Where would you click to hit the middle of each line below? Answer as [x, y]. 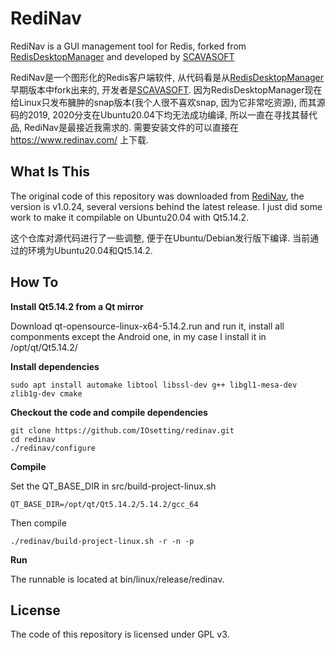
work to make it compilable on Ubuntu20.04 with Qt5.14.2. [129, 217]
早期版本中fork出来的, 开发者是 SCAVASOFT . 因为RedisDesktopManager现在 [166, 89]
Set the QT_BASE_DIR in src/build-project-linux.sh [113, 486]
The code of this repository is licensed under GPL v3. [120, 634]
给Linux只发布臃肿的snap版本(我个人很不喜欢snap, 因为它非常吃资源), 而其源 [168, 102]
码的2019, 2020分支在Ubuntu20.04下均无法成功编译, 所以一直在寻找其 [155, 114]
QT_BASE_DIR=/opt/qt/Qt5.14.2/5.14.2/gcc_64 [104, 504]
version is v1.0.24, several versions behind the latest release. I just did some [166, 206]
